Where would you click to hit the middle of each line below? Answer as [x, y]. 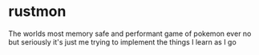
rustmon [37, 12]
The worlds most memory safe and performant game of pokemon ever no [130, 33]
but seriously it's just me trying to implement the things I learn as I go [122, 41]
